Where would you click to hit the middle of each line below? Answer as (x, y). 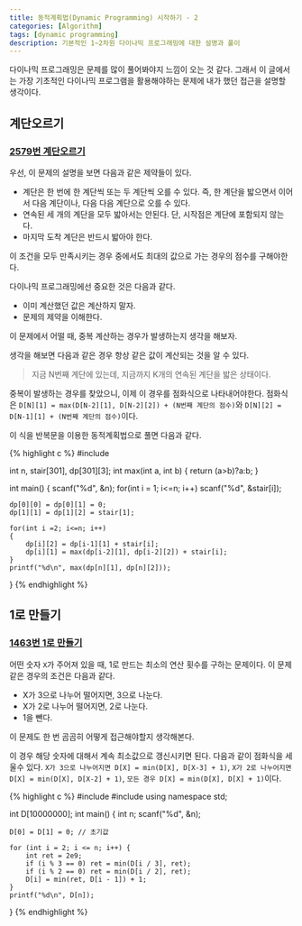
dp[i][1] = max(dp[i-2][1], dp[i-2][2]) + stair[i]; (127, 552)
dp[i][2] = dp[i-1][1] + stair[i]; (92, 544)
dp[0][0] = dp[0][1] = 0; (58, 504)
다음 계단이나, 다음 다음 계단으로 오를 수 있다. (111, 203)
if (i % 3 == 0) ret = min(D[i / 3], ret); (109, 863)
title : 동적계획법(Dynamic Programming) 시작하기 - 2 (104, 18)
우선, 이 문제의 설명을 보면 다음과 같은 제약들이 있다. (101, 172)
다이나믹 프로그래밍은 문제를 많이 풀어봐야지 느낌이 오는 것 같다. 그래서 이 (138, 69)
